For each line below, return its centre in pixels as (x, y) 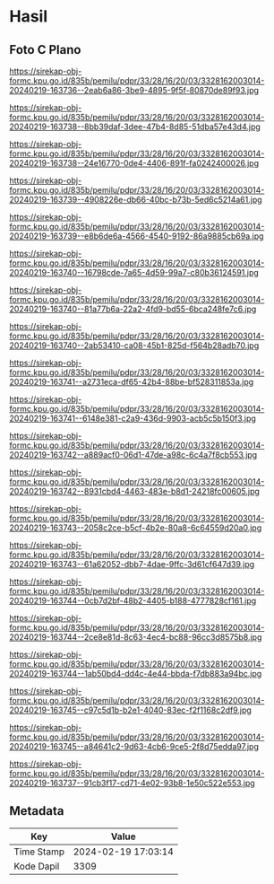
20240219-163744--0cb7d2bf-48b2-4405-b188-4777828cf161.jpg (133, 600)
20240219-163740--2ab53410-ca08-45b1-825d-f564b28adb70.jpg (134, 346)
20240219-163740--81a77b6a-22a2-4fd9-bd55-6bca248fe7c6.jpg (133, 309)
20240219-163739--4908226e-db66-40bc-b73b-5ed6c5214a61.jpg (136, 200)
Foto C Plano (45, 50)
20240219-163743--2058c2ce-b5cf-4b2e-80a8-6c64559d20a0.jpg (136, 528)
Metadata (37, 811)
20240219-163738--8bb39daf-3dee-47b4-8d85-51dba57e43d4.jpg (135, 127)
